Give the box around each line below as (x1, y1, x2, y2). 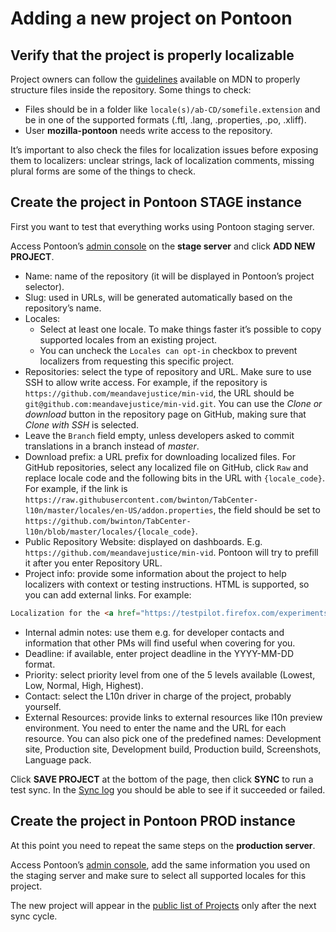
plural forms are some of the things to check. (10, 165, 196, 177)
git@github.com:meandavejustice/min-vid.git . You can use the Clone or (24, 397, 323, 409)
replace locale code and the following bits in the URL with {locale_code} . (24, 472, 325, 484)
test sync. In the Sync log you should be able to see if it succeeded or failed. (10, 783, 326, 796)
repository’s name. (24, 302, 102, 314)
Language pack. (24, 753, 92, 766)
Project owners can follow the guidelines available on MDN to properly (10, 73, 301, 85)
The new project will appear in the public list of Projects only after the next (10, 899, 317, 911)
